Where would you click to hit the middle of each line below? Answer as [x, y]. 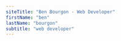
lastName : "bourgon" [32, 23]
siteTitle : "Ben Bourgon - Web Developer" [61, 12]
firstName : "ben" [28, 17]
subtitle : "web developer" [40, 29]
